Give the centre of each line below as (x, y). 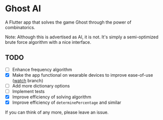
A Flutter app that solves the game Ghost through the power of (68, 22)
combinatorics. (20, 27)
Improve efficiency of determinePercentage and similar (67, 103)
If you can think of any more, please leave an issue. (57, 112)
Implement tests (28, 91)
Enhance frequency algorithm (42, 69)
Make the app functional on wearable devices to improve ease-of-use (82, 75)
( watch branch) (28, 80)
